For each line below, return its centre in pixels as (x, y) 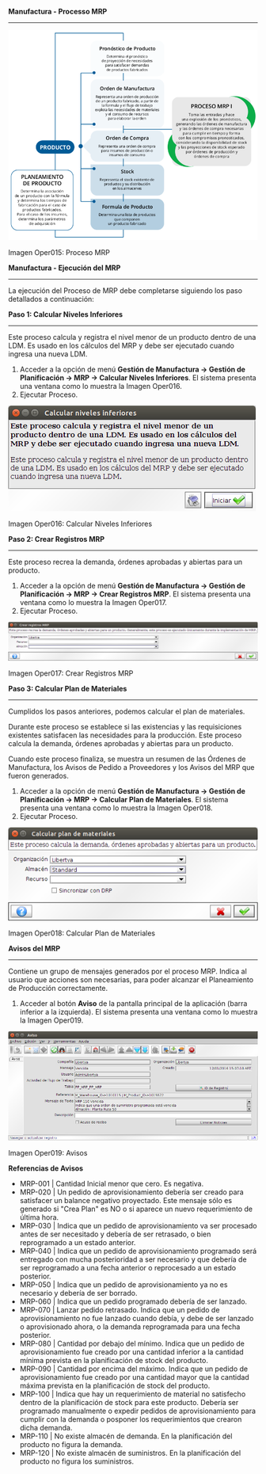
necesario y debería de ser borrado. (78, 1293)
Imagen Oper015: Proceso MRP (59, 252)
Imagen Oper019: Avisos (48, 1152)
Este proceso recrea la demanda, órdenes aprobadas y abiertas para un (125, 562)
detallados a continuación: (51, 299)
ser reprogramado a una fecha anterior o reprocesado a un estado (127, 1267)
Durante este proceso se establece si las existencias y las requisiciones (125, 727)
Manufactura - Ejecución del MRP (65, 268)
